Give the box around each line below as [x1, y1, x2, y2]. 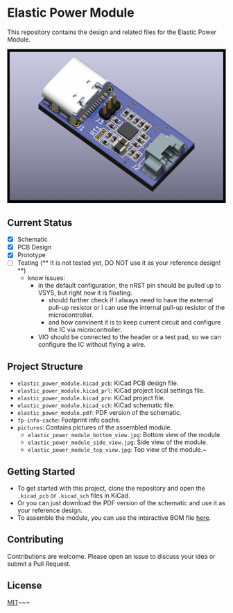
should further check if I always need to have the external [48, 296, 214, 304]
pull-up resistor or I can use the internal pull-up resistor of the [48, 304, 225, 312]
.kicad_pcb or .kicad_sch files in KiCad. [17, 491, 130, 500]
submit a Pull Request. [7, 559, 71, 568]
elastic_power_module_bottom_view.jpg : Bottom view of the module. [27, 431, 222, 439]
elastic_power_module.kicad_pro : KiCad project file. [17, 394, 166, 402]
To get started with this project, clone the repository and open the [17, 484, 206, 492]
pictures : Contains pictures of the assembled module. [17, 423, 173, 432]
